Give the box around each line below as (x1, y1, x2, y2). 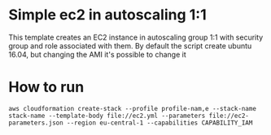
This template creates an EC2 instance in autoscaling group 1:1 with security (8, 32, 264, 42)
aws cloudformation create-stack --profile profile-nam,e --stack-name (8, 104, 256, 112)
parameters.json (8, 119, 63, 127)
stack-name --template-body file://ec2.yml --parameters (8, 112, 206, 120)
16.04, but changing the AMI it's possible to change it (8, 49, 187, 59)
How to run (8, 78, 85, 96)
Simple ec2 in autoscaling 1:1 (8, 6, 208, 24)
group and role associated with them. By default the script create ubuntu (8, 40, 252, 50)
